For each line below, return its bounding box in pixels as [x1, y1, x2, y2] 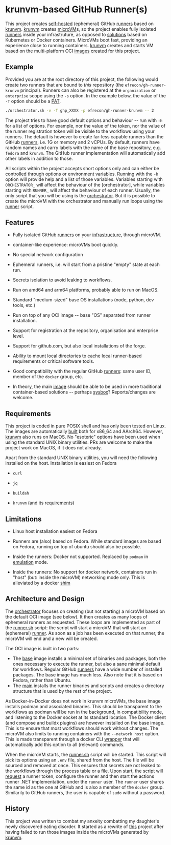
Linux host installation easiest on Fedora [12, 528, 98, 534]
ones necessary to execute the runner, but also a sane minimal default [12, 661, 161, 667]
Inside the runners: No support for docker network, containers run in [12, 569, 157, 575]
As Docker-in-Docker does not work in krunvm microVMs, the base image [5, 698, 161, 704]
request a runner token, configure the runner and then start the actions [5, 773, 155, 779]
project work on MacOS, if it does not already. [5, 445, 102, 451]
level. [12, 333, 25, 339]
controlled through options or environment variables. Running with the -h [5, 171, 159, 177]
